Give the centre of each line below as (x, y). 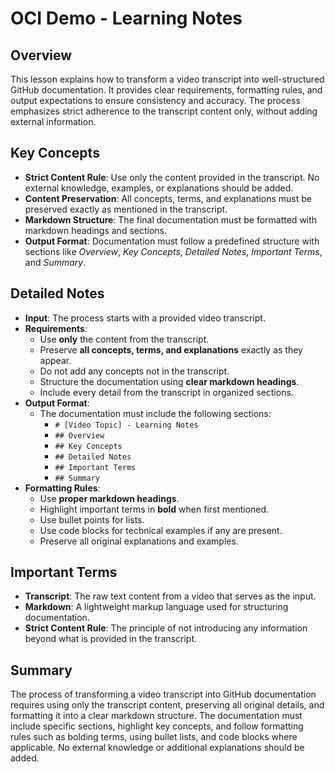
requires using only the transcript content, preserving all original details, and (167, 705)
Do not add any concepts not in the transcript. (134, 371)
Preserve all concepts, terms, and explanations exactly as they (171, 349)
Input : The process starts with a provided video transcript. (145, 318)
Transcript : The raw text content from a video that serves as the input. (170, 596)
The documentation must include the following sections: (155, 413)
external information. (53, 121)
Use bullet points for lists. (92, 519)
